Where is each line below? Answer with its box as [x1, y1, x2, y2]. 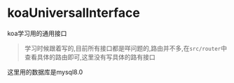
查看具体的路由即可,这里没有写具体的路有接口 [24, 53, 156, 61]
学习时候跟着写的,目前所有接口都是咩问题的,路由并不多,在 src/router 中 [24, 44, 228, 52]
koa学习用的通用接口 [7, 29, 67, 37]
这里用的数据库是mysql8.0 [7, 68, 83, 76]
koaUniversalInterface [7, 5, 140, 21]
